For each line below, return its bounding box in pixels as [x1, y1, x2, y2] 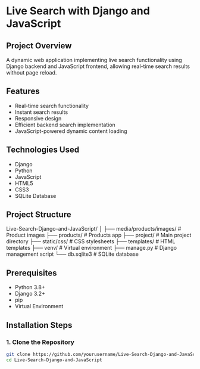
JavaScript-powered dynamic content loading [14, 127, 127, 135]
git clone [6, 351, 31, 357]
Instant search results [14, 108, 68, 116]
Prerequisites [6, 268, 57, 278]
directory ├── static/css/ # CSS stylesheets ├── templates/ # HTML [6, 238, 176, 245]
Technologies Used [6, 145, 79, 155]
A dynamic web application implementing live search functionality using [6, 57, 183, 63]
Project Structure [6, 210, 71, 220]
